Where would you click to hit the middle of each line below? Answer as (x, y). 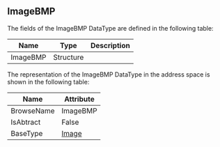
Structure (69, 57)
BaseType (27, 133)
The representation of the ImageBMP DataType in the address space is (109, 74)
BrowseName (33, 111)
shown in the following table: (48, 82)
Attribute (79, 99)
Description (110, 45)
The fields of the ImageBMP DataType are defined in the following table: (110, 28)
